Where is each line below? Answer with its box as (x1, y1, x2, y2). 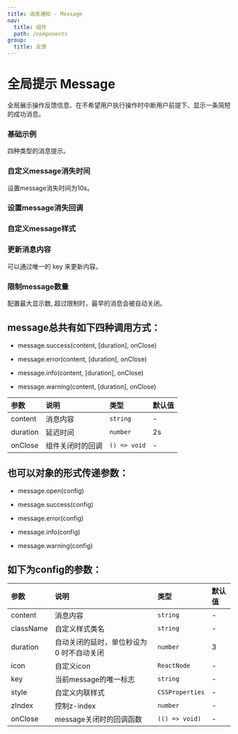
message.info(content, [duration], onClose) (17, 368, 144, 377)
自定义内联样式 (55, 688, 105, 698)
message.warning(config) (17, 541, 93, 550)
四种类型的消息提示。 (7, 147, 69, 155)
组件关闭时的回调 (45, 440, 103, 450)
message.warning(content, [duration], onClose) (17, 382, 157, 391)
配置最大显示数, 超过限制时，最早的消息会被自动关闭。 (7, 299, 166, 307)
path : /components (13, 30, 69, 38)
